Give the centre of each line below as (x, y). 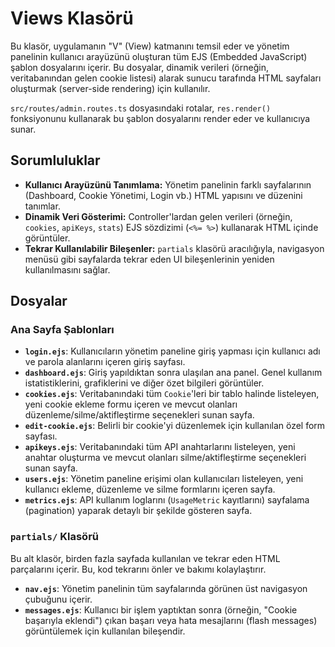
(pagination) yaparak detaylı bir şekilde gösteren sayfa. (138, 511)
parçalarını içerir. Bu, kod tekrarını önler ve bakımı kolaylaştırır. (138, 569)
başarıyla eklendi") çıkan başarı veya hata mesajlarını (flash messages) (171, 620)
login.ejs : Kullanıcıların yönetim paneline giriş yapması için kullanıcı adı (172, 351)
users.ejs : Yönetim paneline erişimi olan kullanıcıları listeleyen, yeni (164, 479)
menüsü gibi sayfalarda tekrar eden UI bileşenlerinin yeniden (149, 259)
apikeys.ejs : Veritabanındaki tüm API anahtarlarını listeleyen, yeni (160, 447)
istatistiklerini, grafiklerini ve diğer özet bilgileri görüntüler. (144, 383)
